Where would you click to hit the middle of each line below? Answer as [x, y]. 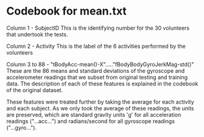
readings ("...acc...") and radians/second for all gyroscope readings [91, 121]
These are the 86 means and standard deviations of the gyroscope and [96, 70]
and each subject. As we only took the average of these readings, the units [100, 108]
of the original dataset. [35, 90]
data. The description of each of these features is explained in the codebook [102, 84]
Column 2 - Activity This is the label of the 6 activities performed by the [96, 46]
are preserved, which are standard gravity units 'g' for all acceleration [94, 115]
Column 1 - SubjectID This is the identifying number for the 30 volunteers [98, 28]
